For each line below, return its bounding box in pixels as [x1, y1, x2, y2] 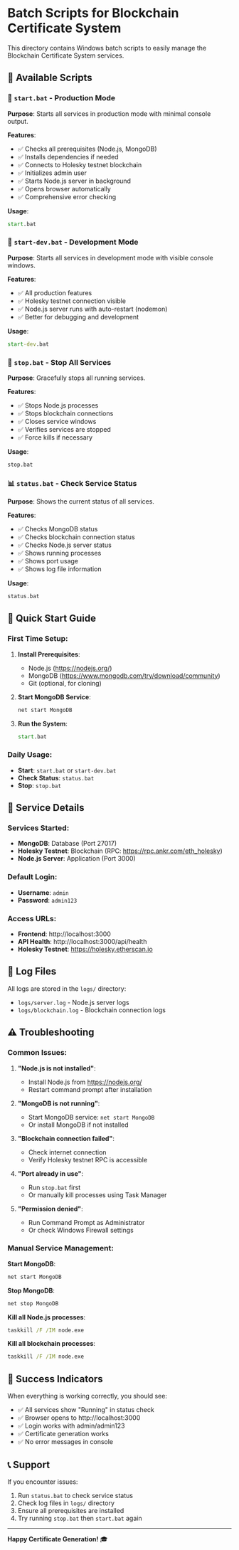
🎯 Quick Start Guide [7, 612, 96, 625]
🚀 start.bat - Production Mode [7, 93, 116, 103]
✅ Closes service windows [17, 417, 97, 425]
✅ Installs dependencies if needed [17, 152, 119, 161]
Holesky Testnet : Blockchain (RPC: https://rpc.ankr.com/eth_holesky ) [17, 846, 223, 855]
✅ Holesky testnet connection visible [17, 297, 127, 305]
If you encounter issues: [7, 1477, 78, 1486]
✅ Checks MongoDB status [17, 525, 98, 534]
